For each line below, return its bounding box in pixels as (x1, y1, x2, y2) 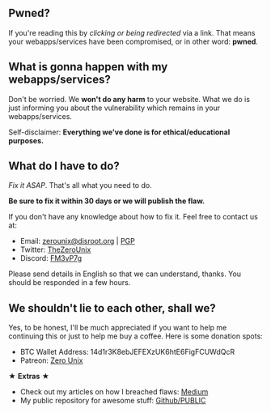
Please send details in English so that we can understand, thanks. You (8, 269, 241, 279)
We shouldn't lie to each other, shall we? (8, 301, 216, 315)
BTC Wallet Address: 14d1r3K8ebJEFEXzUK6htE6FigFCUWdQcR (19, 347, 235, 357)
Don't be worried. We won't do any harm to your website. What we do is (8, 94, 251, 104)
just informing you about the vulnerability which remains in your (8, 103, 221, 113)
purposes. (8, 135, 44, 145)
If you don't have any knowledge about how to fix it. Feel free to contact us (8, 212, 259, 222)
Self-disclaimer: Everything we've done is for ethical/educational (8, 127, 231, 137)
